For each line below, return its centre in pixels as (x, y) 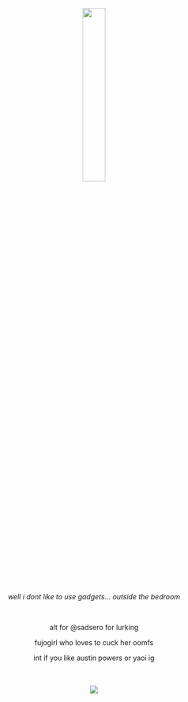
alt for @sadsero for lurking (94, 627)
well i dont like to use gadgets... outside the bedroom (94, 597)
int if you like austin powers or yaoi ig (94, 658)
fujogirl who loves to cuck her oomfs (94, 642)
